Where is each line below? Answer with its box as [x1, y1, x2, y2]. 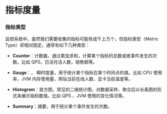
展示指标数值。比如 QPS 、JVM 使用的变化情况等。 [21, 93, 127, 99]
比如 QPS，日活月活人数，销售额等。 [21, 59, 97, 65]
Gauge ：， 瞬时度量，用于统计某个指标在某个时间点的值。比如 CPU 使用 [12, 69, 162, 75]
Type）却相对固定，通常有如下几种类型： [5, 42, 90, 48]
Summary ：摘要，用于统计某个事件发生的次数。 [12, 103, 112, 109]
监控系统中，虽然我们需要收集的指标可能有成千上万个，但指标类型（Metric [5, 36, 159, 42]
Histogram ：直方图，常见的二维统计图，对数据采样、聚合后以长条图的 [12, 86, 157, 92]
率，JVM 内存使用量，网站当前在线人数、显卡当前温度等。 [12, 76, 133, 82]
